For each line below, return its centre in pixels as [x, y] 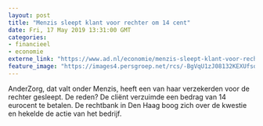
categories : [27, 37]
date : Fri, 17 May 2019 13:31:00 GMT [70, 30]
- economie [26, 52]
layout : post [29, 15]
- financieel [29, 45]
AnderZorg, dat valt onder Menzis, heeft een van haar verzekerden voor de [129, 88]
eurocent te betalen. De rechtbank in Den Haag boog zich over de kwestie [128, 105]
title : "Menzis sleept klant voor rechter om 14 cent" [99, 23]
